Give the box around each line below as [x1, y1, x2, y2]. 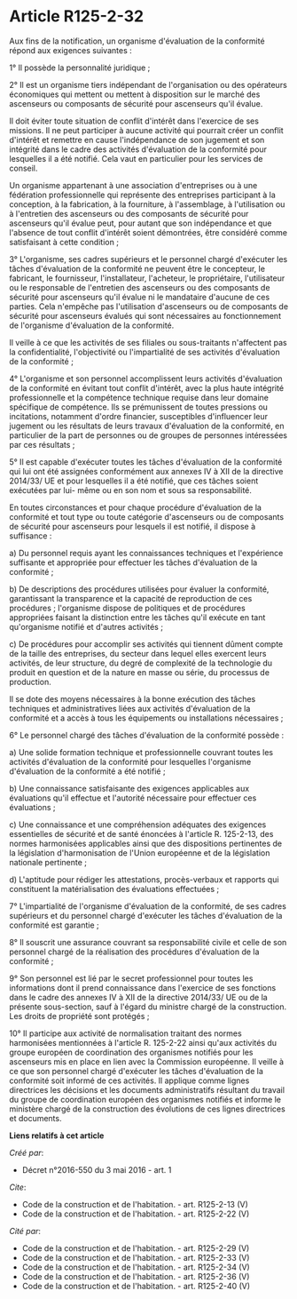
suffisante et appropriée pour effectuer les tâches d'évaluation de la [9, 557, 258, 568]
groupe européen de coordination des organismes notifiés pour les [9, 1047, 254, 1057]
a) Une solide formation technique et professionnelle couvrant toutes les [9, 746, 273, 757]
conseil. [9, 163, 38, 173]
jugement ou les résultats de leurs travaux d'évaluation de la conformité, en [9, 420, 285, 431]
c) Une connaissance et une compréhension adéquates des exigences [9, 819, 267, 830]
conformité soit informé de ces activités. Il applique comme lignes [9, 1075, 250, 1086]
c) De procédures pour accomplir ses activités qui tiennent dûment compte [9, 638, 284, 649]
